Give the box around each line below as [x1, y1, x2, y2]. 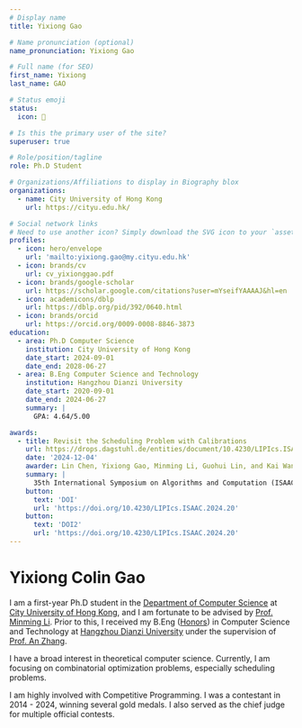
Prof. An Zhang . [9, 635, 67, 646]
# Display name [9, 13, 67, 23]
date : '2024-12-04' [25, 453, 99, 462]
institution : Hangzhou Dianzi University [25, 378, 182, 387]
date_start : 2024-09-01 [25, 353, 115, 362]
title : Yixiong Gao [9, 22, 83, 31]
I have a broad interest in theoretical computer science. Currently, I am [9, 652, 271, 663]
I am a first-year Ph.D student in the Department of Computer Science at [9, 596, 278, 608]
